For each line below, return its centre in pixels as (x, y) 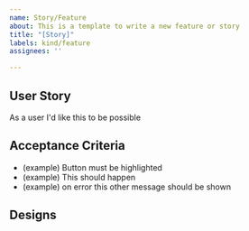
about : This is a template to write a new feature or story (125, 26)
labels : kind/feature (50, 43)
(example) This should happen (79, 177)
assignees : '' (36, 51)
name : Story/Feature (48, 18)
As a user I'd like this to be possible (75, 117)
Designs (33, 215)
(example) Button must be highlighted (92, 167)
